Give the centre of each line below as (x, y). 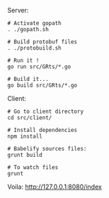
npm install (25, 136)
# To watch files (33, 167)
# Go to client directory (45, 111)
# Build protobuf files (42, 42)
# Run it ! (23, 60)
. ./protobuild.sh (34, 48)
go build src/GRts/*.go (42, 85)
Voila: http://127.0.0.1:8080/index (55, 187)
